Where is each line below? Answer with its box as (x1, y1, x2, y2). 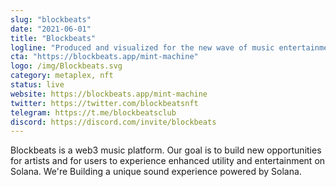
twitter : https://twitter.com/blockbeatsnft (10, 98, 199, 108)
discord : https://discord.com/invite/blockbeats (10, 117, 217, 127)
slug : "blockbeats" (10, 14, 92, 25)
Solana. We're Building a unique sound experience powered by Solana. (10, 166, 302, 178)
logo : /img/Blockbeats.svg (10, 61, 123, 71)
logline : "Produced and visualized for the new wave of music (10, 42, 275, 53)
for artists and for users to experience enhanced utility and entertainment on (10, 155, 326, 167)
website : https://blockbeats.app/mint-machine (10, 89, 208, 99)
